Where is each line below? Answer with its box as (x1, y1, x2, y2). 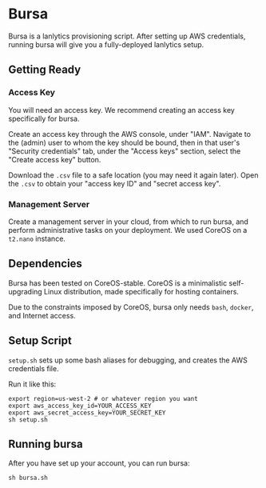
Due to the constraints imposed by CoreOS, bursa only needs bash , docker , (8, 302, 254, 312)
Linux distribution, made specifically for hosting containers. (43, 286, 240, 296)
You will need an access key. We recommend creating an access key (8, 105, 236, 114)
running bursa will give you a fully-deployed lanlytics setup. (8, 39, 204, 49)
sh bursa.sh (8, 474, 48, 482)
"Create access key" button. (8, 154, 101, 164)
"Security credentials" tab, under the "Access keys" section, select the (8, 146, 241, 156)
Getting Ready (8, 63, 81, 77)
